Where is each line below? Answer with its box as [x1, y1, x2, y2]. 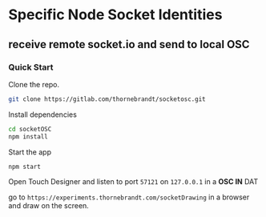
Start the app [8, 147, 52, 157]
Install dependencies [8, 110, 78, 119]
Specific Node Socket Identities [8, 6, 223, 24]
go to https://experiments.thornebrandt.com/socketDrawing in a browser [8, 192, 250, 202]
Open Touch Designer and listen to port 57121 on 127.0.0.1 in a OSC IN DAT [8, 177, 259, 187]
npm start [8, 163, 42, 171]
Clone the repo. [8, 79, 60, 89]
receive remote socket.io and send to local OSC [8, 38, 250, 51]
